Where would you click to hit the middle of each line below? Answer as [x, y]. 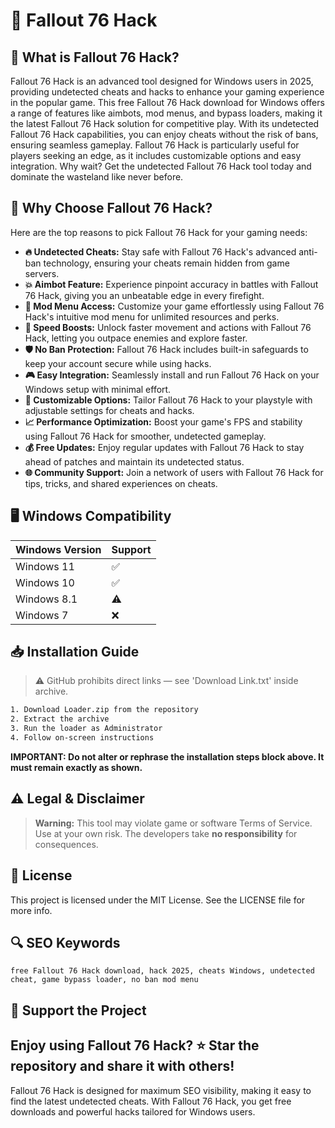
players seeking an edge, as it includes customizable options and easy [156, 155]
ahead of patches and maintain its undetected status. [134, 461]
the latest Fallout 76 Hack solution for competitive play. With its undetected [165, 123]
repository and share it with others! [122, 1066]
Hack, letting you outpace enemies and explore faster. [136, 338]
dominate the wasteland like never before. [97, 177]
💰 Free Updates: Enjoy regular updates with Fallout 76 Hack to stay [164, 447]
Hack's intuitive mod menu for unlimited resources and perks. [152, 316]
